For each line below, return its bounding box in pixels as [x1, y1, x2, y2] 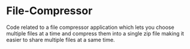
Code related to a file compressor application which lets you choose [6, 24, 175, 31]
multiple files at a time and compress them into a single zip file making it [6, 30, 185, 37]
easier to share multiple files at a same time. [6, 36, 115, 43]
